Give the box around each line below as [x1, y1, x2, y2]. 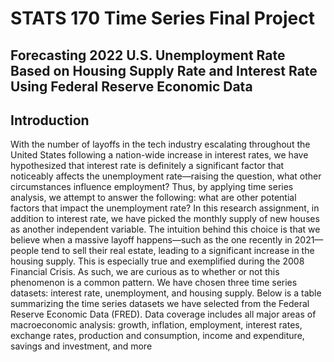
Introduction [10, 112, 90, 129]
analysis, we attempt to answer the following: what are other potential [10, 192, 297, 204]
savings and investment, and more [10, 340, 153, 352]
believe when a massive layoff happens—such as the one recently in [10, 234, 293, 246]
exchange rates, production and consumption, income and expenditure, [10, 330, 305, 342]
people [10, 245, 40, 257]
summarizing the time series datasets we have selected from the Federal [10, 298, 310, 310]
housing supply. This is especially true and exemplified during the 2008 [10, 255, 305, 267]
